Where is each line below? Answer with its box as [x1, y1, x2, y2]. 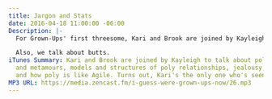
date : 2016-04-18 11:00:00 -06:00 [8, 19, 125, 27]
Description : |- [8, 27, 63, 35]
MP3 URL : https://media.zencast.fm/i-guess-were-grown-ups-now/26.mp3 [8, 78, 252, 87]
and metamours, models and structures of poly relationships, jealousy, [15, 64, 266, 72]
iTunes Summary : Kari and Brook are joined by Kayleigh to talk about [8, 56, 252, 64]
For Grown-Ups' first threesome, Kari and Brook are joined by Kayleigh [15, 34, 266, 43]
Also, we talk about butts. [15, 49, 111, 57]
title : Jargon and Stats [8, 11, 92, 20]
